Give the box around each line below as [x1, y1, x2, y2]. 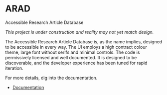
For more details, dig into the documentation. [5, 75, 98, 81]
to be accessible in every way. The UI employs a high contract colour [5, 44, 147, 50]
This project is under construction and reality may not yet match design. [5, 29, 154, 35]
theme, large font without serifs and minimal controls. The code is [5, 49, 140, 55]
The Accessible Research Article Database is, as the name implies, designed [5, 38, 163, 45]
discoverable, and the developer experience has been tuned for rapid [5, 60, 148, 66]
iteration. [5, 65, 23, 71]
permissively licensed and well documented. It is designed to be [5, 54, 137, 60]
